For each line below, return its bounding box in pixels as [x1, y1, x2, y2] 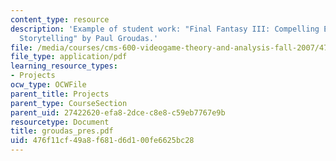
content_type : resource [10, 14, 110, 25]
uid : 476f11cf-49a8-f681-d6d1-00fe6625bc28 [10, 136, 195, 146]
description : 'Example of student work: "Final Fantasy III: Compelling [10, 24, 320, 34]
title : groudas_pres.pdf [10, 126, 114, 136]
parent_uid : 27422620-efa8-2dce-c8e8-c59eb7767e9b [10, 107, 226, 118]
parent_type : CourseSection [10, 98, 128, 108]
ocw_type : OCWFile [10, 80, 87, 90]
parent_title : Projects [10, 89, 110, 99]
